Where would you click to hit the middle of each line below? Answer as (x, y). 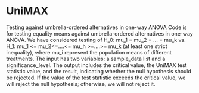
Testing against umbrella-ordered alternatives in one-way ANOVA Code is (97, 27)
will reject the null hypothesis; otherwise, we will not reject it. (81, 84)
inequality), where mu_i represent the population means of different (89, 52)
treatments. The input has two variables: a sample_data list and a (86, 59)
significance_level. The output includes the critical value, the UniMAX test (97, 65)
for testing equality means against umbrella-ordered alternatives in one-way (100, 33)
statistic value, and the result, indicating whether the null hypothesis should (99, 71)
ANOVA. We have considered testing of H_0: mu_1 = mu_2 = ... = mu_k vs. (96, 40)
